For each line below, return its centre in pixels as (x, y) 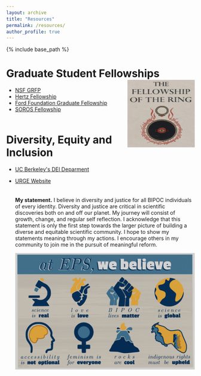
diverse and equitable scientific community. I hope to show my (92, 232)
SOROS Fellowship (38, 109)
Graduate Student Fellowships (83, 73)
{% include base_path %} (38, 49)
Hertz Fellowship (36, 97)
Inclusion (30, 153)
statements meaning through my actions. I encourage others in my (97, 238)
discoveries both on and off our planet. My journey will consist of (95, 213)
